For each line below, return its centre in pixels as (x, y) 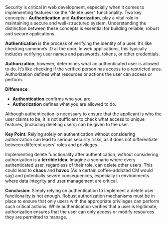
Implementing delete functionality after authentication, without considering (82, 154)
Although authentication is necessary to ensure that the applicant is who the (83, 114)
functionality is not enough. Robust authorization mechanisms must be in (80, 196)
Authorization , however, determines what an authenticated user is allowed (82, 64)
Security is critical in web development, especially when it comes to (75, 7)
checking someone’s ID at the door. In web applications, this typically (76, 49)
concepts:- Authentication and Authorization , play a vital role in (72, 18)
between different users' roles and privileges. (52, 145)
